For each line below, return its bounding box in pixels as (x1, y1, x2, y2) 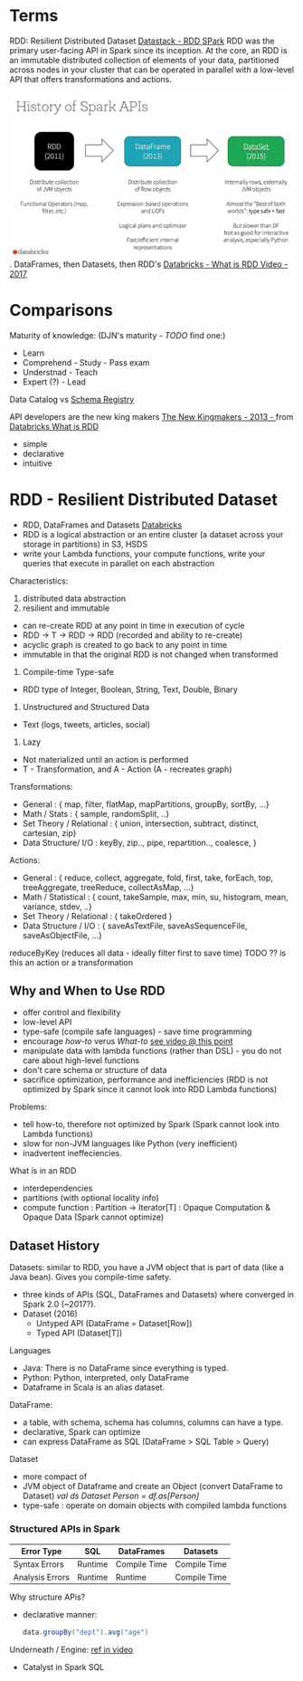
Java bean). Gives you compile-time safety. (9, 1272, 172, 1283)
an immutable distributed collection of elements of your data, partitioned (9, 54, 279, 65)
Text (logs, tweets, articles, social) (22, 718, 151, 729)
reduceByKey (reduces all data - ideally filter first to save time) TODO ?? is (9, 947, 287, 958)
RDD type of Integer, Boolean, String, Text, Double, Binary (22, 684, 238, 695)
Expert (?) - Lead (22, 376, 86, 387)
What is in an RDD (9, 1165, 77, 1176)
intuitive (22, 458, 52, 469)
